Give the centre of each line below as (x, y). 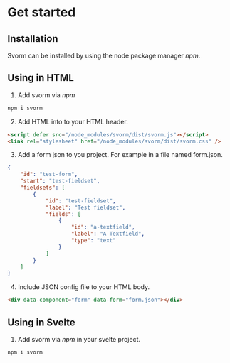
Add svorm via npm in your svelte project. (79, 339)
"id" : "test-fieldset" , (80, 201)
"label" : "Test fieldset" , (85, 207)
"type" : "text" (93, 241)
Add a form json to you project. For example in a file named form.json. (120, 155)
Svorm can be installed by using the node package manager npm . (104, 55)
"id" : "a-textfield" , (103, 227)
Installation (33, 39)
